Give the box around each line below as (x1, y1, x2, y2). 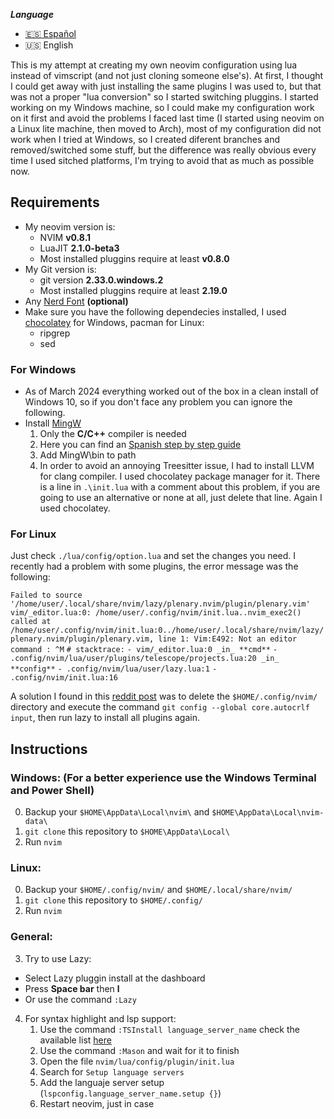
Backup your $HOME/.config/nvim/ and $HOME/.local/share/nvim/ (24, 884, 293, 896)
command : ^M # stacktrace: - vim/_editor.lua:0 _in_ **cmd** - (10, 645, 278, 655)
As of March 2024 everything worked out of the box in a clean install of (24, 385, 320, 398)
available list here (39, 1034, 112, 1046)
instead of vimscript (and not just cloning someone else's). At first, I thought (10, 70, 324, 81)
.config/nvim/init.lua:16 (10, 673, 118, 683)
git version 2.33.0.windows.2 (39, 274, 164, 286)
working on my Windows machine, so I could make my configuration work (10, 102, 315, 113)
